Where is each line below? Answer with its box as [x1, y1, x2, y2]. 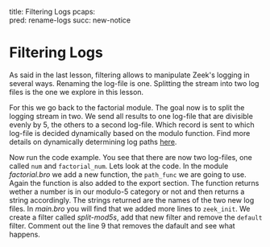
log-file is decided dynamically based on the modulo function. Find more [9, 128, 251, 138]
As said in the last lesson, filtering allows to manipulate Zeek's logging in [9, 70, 251, 80]
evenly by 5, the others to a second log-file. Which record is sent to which [9, 120, 255, 130]
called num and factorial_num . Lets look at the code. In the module [9, 161, 229, 171]
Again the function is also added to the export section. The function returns [9, 178, 260, 187]
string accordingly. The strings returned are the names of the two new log [9, 195, 255, 204]
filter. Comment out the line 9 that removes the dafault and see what [9, 220, 236, 230]
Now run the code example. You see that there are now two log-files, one [9, 152, 252, 162]
